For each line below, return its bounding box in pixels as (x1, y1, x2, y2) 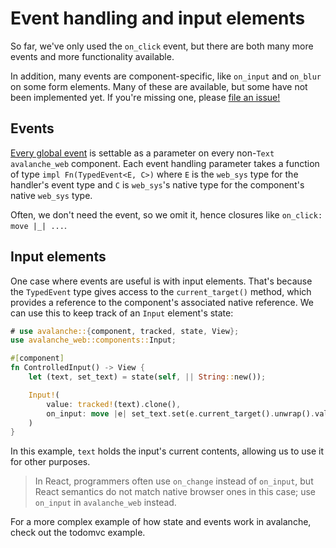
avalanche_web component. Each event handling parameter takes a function (10, 157, 320, 169)
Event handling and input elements (10, 7, 306, 30)
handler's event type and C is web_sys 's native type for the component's (10, 178, 305, 191)
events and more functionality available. (10, 50, 175, 62)
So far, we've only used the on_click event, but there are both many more (10, 40, 314, 52)
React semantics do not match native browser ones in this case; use (34, 486, 317, 498)
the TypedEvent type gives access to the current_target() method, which (10, 285, 312, 297)
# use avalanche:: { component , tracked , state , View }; (10, 326, 240, 336)
